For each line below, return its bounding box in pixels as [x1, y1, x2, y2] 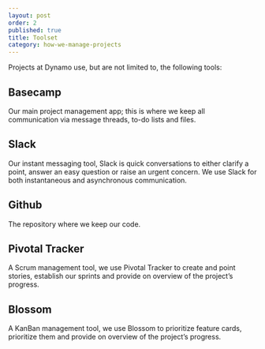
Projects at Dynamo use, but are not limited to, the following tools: [8, 62, 222, 72]
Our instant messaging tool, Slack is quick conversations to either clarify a [8, 159, 249, 168]
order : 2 [8, 19, 37, 27]
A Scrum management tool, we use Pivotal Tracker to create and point [8, 263, 236, 272]
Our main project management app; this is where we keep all [8, 106, 205, 115]
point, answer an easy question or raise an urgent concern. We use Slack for [8, 167, 258, 176]
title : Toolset [8, 33, 58, 42]
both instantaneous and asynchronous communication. [8, 175, 188, 185]
